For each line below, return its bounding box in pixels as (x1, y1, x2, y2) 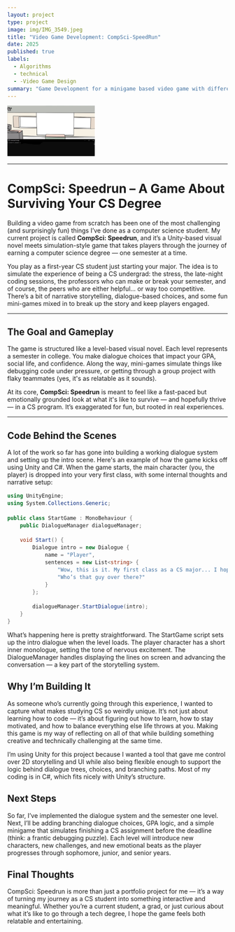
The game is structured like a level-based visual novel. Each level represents (7, 345, 228, 353)
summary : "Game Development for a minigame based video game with (7, 85, 205, 92)
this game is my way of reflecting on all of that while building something (7, 729, 215, 737)
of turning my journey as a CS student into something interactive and (7, 895, 206, 903)
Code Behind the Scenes (7, 429, 117, 441)
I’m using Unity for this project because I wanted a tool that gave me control (7, 750, 226, 758)
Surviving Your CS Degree (7, 195, 162, 211)
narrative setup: (7, 478, 53, 487)
